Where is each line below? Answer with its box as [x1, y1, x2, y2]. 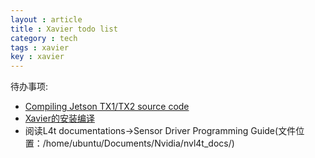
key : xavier [10, 52, 65, 62]
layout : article [10, 14, 83, 25]
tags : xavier [10, 42, 70, 53]
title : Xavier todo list [10, 24, 118, 34]
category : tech [10, 33, 78, 43]
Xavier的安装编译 [24, 112, 95, 125]
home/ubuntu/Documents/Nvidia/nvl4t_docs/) [45, 137, 235, 150]
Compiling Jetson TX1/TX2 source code [24, 101, 190, 113]
